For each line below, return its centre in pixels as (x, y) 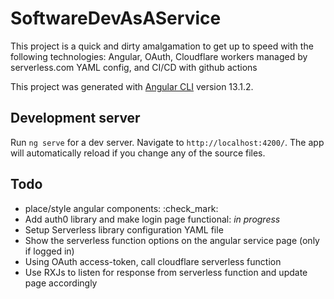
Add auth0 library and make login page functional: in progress (152, 219)
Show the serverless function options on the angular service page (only (172, 240)
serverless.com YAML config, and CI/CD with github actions (134, 67)
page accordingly (61, 283)
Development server (75, 118)
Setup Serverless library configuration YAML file (124, 229)
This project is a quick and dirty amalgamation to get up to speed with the (162, 46)
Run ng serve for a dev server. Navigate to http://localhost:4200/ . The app (167, 142)
